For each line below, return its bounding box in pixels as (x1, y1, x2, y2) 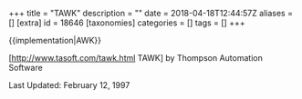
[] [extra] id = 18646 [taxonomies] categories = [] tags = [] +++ (8, 17, 245, 28)
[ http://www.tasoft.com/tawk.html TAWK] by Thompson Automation (8, 53, 264, 63)
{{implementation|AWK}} (8, 35, 102, 45)
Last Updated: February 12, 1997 (8, 80, 130, 90)
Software (8, 63, 43, 73)
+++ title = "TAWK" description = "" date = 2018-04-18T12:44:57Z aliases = (8, 8, 294, 18)
